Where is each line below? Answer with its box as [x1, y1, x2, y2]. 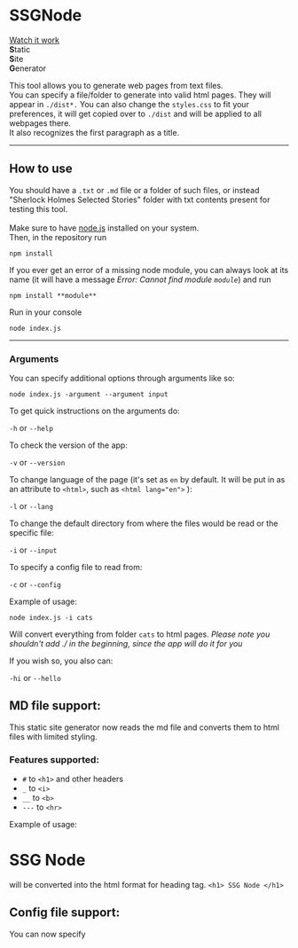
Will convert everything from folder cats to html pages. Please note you [9, 629, 271, 639]
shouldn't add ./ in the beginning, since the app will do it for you [9, 639, 243, 649]
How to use [9, 161, 73, 176]
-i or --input [9, 545, 58, 555]
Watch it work [9, 35, 60, 45]
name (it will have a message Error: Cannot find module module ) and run [9, 274, 271, 285]
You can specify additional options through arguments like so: [9, 373, 235, 384]
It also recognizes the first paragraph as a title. [9, 127, 180, 137]
